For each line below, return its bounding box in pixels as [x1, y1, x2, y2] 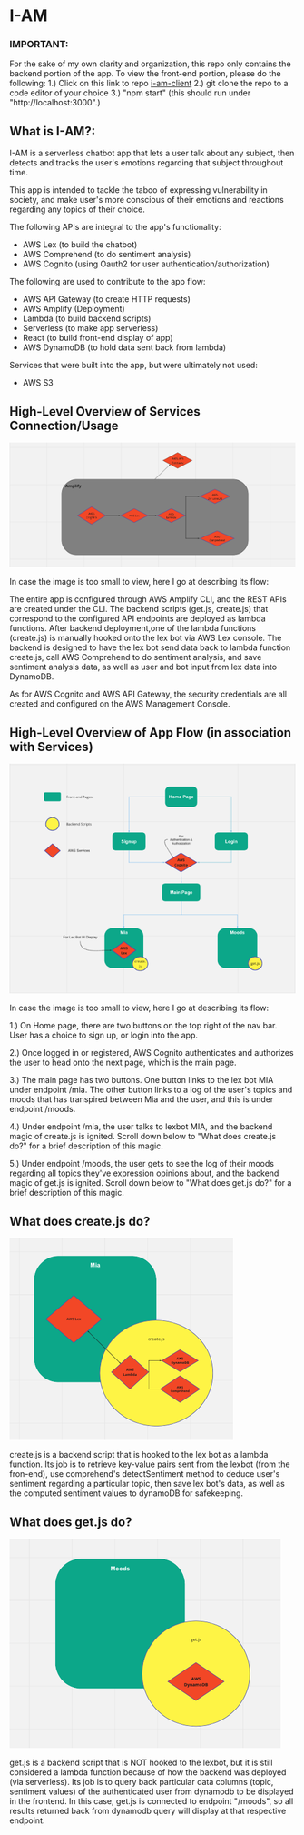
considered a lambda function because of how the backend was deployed [9, 1767, 287, 1778]
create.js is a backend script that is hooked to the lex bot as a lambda [9, 1449, 269, 1460]
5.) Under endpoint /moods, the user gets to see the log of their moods [9, 1158, 275, 1169]
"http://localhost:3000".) [9, 97, 102, 108]
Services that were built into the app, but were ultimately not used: [9, 360, 259, 371]
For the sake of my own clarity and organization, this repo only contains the [9, 58, 292, 69]
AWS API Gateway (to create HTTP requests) [22, 294, 191, 305]
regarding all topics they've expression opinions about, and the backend [9, 1168, 279, 1178]
